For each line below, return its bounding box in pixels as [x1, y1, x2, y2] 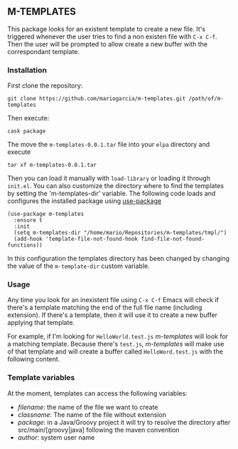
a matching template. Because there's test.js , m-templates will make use [7, 340, 225, 349]
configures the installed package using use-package [7, 197, 162, 205]
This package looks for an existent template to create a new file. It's [7, 24, 206, 33]
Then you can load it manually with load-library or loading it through [7, 174, 211, 182]
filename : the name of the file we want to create [17, 403, 158, 411]
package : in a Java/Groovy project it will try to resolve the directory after [17, 418, 231, 426]
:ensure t [13, 217, 43, 224]
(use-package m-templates [7, 210, 84, 218]
